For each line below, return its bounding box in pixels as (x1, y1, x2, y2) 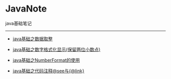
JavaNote (5, 3, 47, 15)
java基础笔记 (5, 20, 32, 26)
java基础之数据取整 (12, 36, 53, 42)
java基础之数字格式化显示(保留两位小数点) (12, 46, 101, 52)
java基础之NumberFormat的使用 (12, 57, 80, 63)
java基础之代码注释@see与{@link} (12, 67, 84, 73)
